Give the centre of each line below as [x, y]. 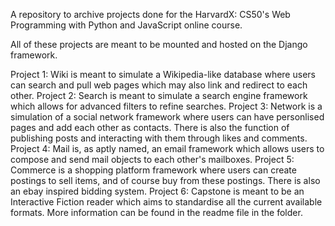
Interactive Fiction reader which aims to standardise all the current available [166, 202]
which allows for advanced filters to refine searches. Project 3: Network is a [166, 106]
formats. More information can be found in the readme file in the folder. [156, 212]
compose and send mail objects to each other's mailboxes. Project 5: [152, 159]
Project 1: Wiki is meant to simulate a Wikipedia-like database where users [163, 74]
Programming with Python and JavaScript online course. [126, 25]
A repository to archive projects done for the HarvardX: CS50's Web [150, 14]
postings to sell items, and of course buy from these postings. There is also [165, 180]
